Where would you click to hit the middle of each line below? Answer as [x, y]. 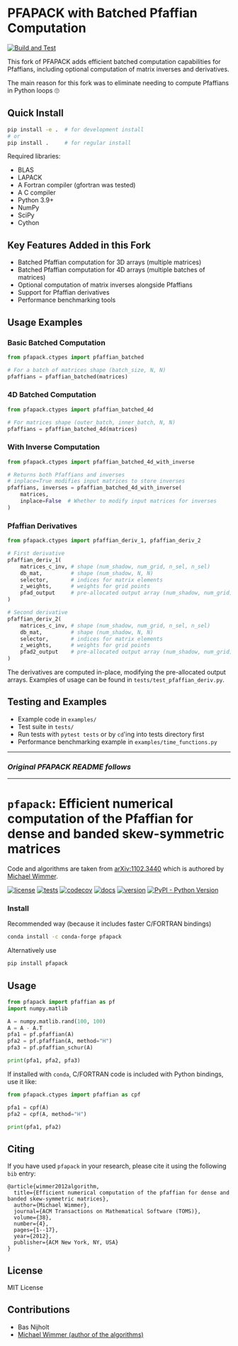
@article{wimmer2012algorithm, [53, 1187]
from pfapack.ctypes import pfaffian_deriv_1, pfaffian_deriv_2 [104, 541]
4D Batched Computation [52, 395]
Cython [28, 223]
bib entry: [22, 1173]
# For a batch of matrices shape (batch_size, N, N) [87, 370]
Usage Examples [45, 322]
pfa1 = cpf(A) [28, 1107]
